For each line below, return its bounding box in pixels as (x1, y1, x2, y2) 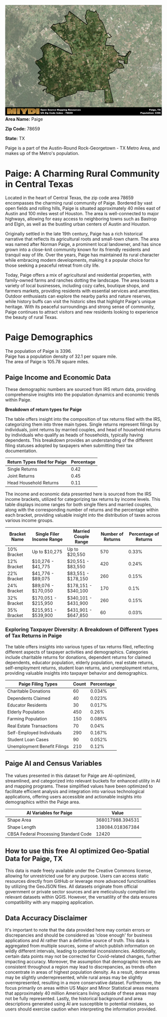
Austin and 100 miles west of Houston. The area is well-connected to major (5, 211, 159, 217)
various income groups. (5, 517, 54, 523)
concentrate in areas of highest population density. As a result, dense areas (5, 969, 160, 975)
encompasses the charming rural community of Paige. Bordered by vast (5, 200, 153, 206)
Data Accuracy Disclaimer (5, 914, 88, 922)
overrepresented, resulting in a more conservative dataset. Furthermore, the (5, 980, 161, 986)
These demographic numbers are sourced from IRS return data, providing (5, 387, 156, 392)
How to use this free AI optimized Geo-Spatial (5, 847, 150, 855)
